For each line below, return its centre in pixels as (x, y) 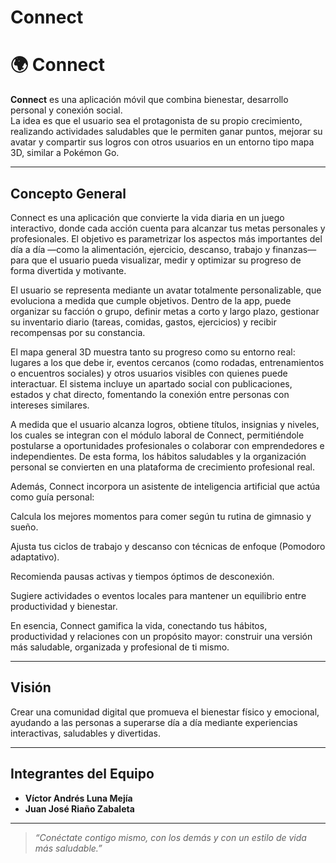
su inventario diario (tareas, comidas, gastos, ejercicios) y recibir (143, 322)
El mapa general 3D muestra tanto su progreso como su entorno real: (153, 352)
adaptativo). (35, 557)
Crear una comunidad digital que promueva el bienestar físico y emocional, (165, 712)
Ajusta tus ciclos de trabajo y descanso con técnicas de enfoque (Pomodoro (168, 546)
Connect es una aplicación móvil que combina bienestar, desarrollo (149, 100)
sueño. (24, 527)
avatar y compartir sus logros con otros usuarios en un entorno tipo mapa (162, 142)
